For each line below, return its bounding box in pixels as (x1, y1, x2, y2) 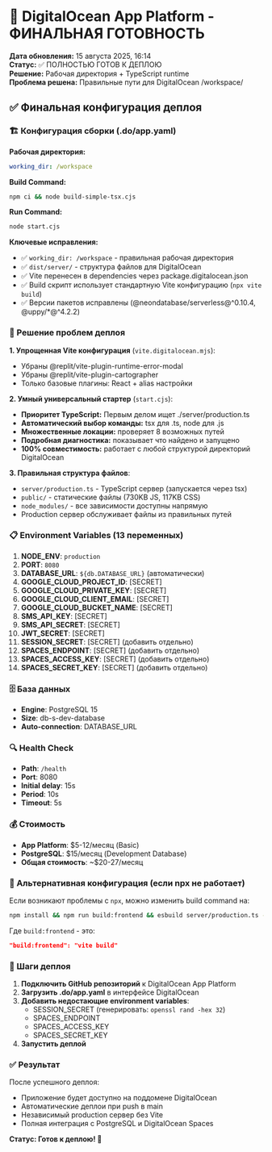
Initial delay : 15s (20, 781, 76, 791)
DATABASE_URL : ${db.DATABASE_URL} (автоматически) (20, 568, 205, 578)
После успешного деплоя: (9, 1077, 100, 1087)
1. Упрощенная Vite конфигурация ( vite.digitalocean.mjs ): (9, 345, 216, 355)
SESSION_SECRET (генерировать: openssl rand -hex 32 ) (32, 1004, 226, 1015)
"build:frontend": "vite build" (9, 941, 118, 950)
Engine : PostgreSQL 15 (20, 705, 98, 715)
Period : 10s (20, 790, 59, 799)
